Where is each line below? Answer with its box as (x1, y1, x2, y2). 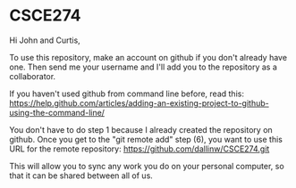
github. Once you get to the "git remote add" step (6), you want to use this (9, 134, 283, 144)
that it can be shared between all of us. (9, 170, 154, 181)
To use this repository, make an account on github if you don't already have (9, 52, 288, 62)
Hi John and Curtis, (9, 35, 80, 45)
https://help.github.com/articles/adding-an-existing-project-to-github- (9, 97, 270, 108)
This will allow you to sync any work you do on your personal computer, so (9, 160, 284, 171)
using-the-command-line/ (9, 107, 106, 118)
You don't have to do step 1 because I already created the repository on (9, 124, 273, 135)
